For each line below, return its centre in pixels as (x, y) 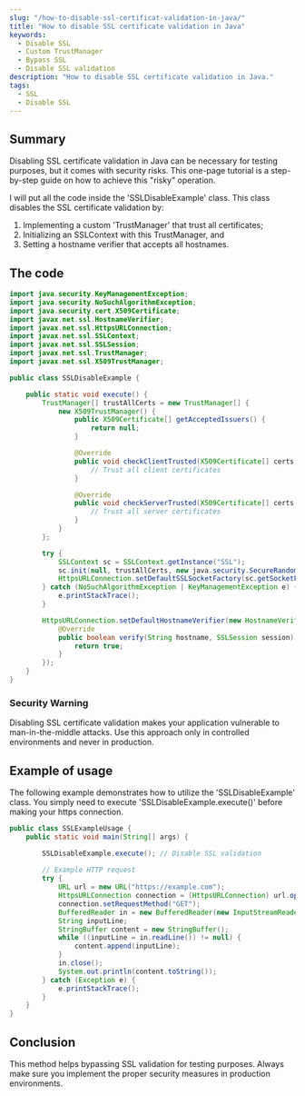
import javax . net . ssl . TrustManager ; (79, 354)
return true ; (99, 646)
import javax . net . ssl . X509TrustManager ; (87, 362)
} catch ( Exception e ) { (89, 980)
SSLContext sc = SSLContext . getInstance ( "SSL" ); (152, 562)
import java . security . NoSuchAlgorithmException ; (103, 302)
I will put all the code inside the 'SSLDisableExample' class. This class (140, 198)
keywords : (28, 35)
